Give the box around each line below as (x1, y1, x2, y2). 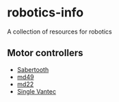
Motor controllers (7, 47, 83, 59)
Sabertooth (16, 65, 49, 73)
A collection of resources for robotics (7, 27, 112, 36)
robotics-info (7, 5, 84, 21)
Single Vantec (16, 87, 57, 95)
